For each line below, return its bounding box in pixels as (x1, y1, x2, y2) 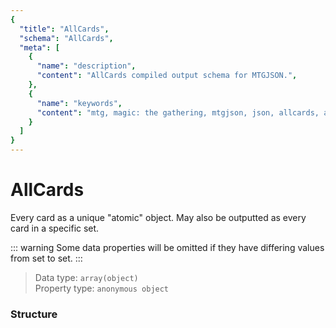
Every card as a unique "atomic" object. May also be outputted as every (10, 211, 307, 223)
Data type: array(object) (34, 271, 139, 283)
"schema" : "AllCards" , (19, 33, 114, 43)
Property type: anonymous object (34, 282, 170, 294)
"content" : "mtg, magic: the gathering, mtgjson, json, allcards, (36, 107, 320, 118)
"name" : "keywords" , (36, 98, 123, 108)
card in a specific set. (10, 222, 100, 234)
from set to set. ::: (10, 252, 83, 264)
